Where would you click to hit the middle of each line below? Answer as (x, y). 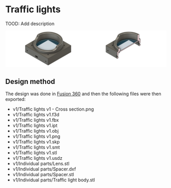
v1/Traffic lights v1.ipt (35, 125)
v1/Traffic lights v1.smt (36, 147)
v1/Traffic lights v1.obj (36, 131)
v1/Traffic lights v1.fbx (36, 120)
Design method (30, 81)
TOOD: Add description (30, 24)
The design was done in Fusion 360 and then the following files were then (83, 94)
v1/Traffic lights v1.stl (35, 153)
